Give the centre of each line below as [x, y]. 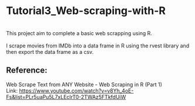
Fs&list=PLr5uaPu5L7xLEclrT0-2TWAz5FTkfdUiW [66, 97]
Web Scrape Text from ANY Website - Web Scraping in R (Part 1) [84, 84]
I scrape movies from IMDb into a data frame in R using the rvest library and [98, 46]
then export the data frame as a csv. [50, 52]
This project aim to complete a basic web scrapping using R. [79, 33]
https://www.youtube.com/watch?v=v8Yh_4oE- [76, 90]
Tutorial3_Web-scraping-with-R [86, 11]
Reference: [27, 71]
